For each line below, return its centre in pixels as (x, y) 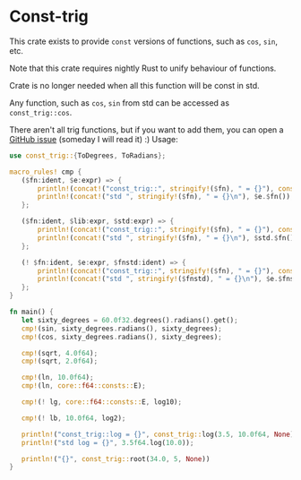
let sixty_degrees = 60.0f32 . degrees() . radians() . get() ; (130, 320)
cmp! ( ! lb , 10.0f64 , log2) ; (73, 418)
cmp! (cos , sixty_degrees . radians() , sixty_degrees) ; (121, 337)
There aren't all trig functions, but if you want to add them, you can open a (146, 129)
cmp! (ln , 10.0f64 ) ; (57, 378)
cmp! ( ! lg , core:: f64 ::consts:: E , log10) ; (101, 402)
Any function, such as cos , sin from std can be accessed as (120, 103)
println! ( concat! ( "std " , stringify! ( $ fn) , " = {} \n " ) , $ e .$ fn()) (164, 197)
